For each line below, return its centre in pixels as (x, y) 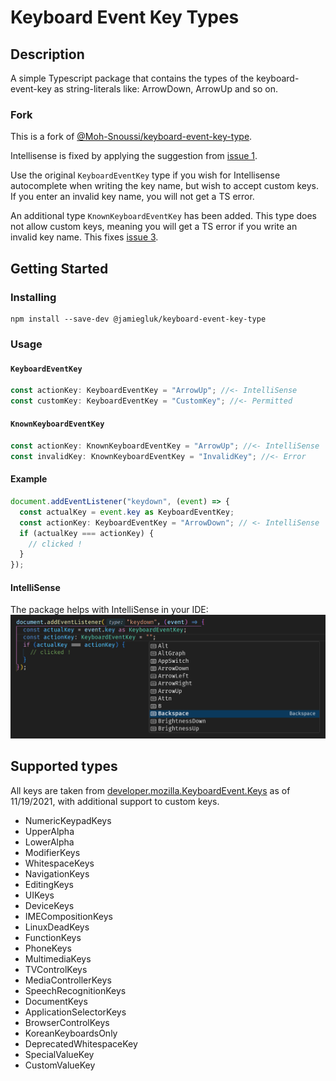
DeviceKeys (49, 905)
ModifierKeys (52, 852)
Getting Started (59, 268)
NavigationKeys (57, 873)
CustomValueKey (60, 1065)
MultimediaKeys (58, 958)
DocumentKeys (56, 1001)
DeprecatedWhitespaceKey (81, 1043)
